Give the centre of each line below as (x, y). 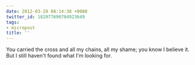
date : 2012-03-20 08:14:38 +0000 (47, 11)
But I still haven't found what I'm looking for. (59, 56)
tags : (13, 22)
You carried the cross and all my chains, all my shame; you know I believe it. (98, 49)
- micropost (20, 28)
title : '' (18, 33)
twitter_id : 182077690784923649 (45, 17)
